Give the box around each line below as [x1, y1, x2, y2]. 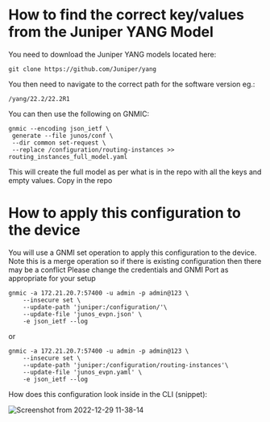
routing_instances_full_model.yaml [8, 153, 128, 161]
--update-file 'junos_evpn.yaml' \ [23, 368, 143, 376]
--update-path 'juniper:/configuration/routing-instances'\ [23, 361, 229, 369]
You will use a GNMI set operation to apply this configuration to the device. [8, 248, 257, 257]
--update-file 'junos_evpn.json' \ [23, 310, 143, 318]
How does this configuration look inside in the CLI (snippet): [8, 389, 208, 399]
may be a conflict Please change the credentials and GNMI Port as [8, 265, 229, 274]
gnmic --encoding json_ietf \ [8, 124, 110, 132]
